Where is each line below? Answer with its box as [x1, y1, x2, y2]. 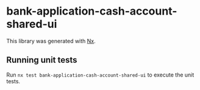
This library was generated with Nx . [6, 37, 96, 44]
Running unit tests [6, 55, 77, 65]
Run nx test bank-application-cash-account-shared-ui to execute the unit [6, 71, 195, 78]
